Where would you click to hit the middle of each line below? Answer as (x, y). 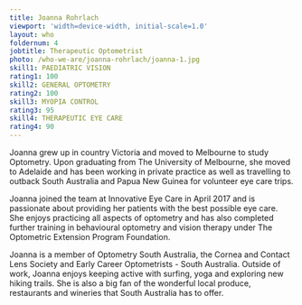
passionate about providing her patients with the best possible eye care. (144, 208)
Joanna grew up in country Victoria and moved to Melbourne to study (139, 152)
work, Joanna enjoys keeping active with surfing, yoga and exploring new (146, 273)
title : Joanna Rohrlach (54, 18)
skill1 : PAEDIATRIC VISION (60, 69)
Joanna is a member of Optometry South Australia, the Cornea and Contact (150, 254)
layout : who (32, 34)
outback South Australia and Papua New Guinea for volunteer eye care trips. (151, 181)
